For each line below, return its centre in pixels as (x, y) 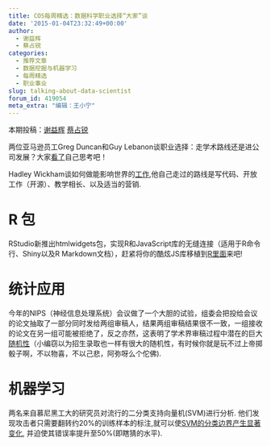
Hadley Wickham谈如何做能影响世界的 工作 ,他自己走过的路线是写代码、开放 (133, 174)
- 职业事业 (31, 83)
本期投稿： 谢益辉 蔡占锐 (48, 130)
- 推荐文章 (31, 61)
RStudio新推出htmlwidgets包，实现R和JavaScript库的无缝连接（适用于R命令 (134, 244)
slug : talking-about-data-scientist (70, 91)
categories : (28, 53)
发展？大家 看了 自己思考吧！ (61, 157)
